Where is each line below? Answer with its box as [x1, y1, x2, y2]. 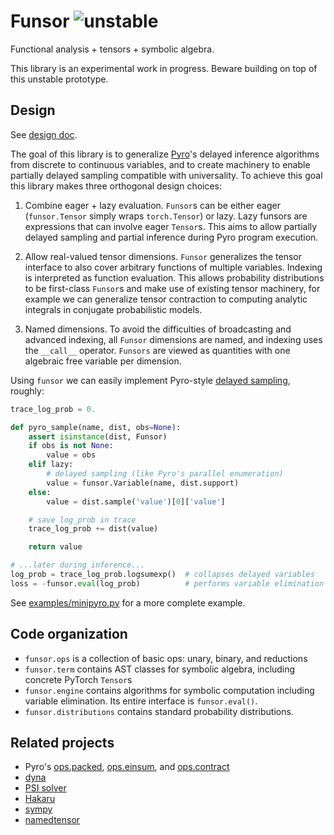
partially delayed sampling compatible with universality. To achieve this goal [10, 169, 323, 181]
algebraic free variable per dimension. [24, 355, 182, 367]
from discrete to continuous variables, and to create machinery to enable [10, 158, 311, 170]
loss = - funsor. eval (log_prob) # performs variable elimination [10, 578, 325, 589]
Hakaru [24, 793, 56, 805]
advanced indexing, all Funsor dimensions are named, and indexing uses [24, 333, 323, 345]
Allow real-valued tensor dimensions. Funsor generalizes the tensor [24, 250, 303, 262]
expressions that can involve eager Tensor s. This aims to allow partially [24, 220, 318, 232]
